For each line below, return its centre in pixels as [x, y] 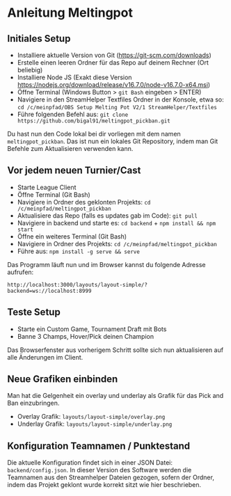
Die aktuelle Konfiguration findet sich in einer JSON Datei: [90, 463]
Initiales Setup [39, 39]
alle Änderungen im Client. [45, 357]
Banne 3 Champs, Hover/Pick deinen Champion [86, 336]
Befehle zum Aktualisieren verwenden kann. [70, 149]
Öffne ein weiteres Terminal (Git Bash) [72, 236]
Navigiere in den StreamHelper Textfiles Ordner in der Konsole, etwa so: [120, 99]
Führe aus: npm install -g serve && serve [79, 251]
